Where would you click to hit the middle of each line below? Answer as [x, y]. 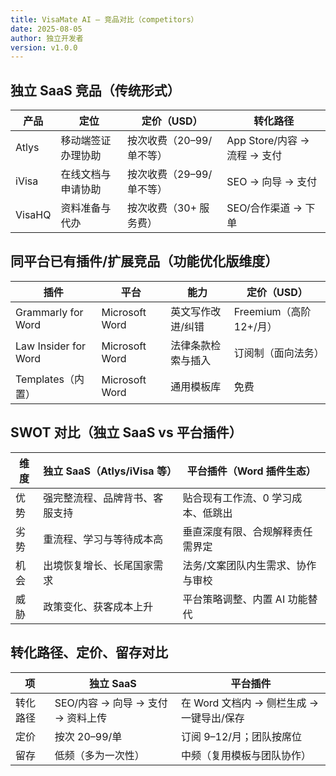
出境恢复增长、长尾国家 [98, 565]
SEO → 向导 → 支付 [272, 182]
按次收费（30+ [162, 208]
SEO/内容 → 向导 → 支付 [111, 703]
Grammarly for [49, 312]
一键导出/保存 [212, 718]
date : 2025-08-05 [46, 29]
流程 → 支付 [254, 156]
